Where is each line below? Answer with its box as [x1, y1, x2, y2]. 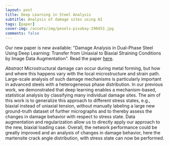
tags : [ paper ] [5, 21, 35, 27]
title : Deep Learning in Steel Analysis [5, 12, 92, 17]
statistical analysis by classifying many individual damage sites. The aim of [5, 92, 161, 98]
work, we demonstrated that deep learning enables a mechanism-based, [5, 87, 156, 92]
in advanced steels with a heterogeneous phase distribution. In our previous [5, 81, 163, 87]
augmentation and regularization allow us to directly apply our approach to [5, 119, 160, 125]
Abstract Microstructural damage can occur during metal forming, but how [5, 65, 160, 71]
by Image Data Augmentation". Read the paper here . [5, 56, 114, 61]
